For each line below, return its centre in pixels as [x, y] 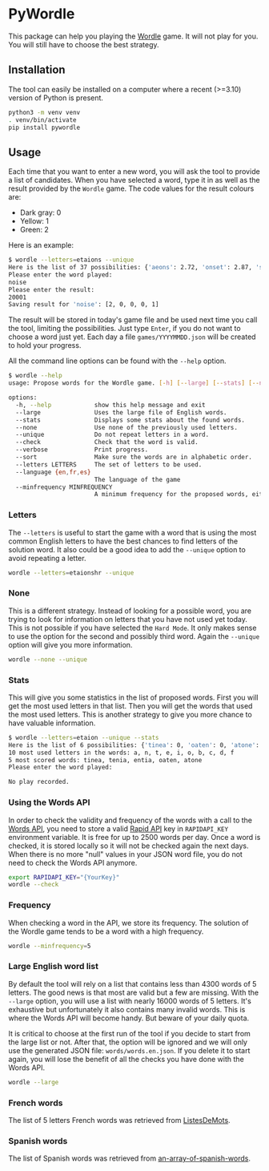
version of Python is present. [56, 98]
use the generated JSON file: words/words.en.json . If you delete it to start [129, 1050]
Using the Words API [49, 802]
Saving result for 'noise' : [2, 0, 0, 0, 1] [84, 305]
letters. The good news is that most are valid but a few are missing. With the [134, 992]
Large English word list [53, 967]
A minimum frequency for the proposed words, [171, 495]
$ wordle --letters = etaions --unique [71, 260]
